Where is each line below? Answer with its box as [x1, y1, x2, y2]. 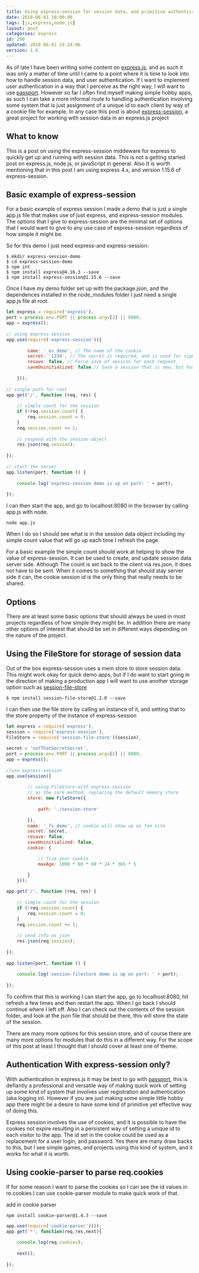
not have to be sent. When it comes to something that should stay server [6, 567, 184, 574]
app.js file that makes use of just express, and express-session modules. [6, 212, 184, 219]
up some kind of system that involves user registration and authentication [6, 1088, 185, 1095]
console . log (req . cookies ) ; [17, 1240, 84, 1246]
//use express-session [6, 767, 62, 773]
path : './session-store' [37, 806, 99, 812]
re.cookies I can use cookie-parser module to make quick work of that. [6, 1189, 179, 1196]
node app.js [6, 520, 36, 526]
